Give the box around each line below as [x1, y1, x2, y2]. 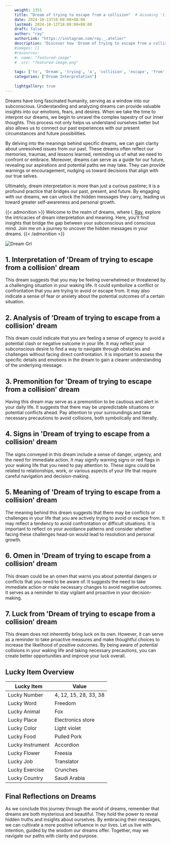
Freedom [54, 700, 76, 707]
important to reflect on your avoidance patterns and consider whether [5, 525, 152, 532]
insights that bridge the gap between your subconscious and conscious [5, 219, 156, 226]
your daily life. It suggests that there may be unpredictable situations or [5, 404, 155, 410]
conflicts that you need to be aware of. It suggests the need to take [5, 579, 146, 585]
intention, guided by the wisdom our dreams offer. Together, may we [5, 827, 149, 833]
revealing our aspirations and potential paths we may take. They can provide [5, 162, 165, 168]
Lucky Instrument [8, 741, 50, 748]
